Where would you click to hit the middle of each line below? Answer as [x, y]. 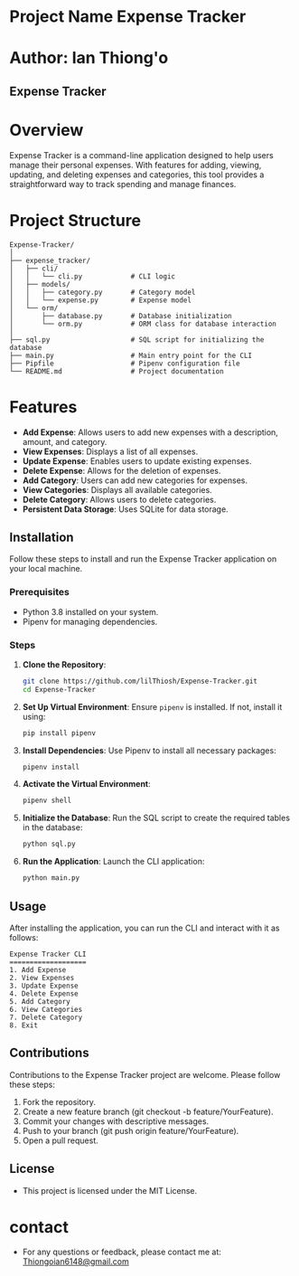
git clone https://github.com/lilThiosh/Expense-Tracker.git [140, 681]
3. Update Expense [44, 986]
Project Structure [75, 220]
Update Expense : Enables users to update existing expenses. [137, 461]
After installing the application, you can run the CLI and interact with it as [145, 928]
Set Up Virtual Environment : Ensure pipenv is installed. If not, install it [152, 706]
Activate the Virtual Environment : [86, 784]
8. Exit [24, 1025]
